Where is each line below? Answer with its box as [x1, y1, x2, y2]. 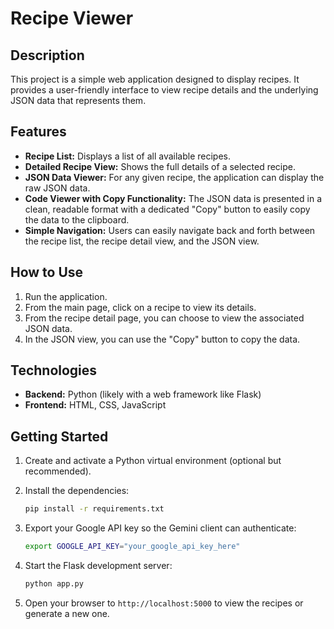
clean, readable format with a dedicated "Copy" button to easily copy [24, 203, 311, 215]
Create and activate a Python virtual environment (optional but [24, 455, 282, 467]
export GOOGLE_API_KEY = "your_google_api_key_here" [24, 542, 241, 552]
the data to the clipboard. [24, 213, 130, 226]
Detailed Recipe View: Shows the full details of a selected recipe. [24, 160, 296, 172]
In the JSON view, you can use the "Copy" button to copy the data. [24, 333, 301, 345]
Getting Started [10, 428, 109, 445]
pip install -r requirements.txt [24, 504, 165, 514]
